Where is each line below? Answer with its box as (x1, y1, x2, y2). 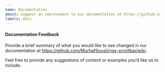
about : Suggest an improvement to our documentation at (5, 12, 122, 17)
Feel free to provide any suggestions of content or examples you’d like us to (5, 57, 159, 63)
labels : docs (5, 16, 32, 21)
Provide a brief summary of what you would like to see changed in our (5, 42, 147, 48)
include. (5, 62, 22, 68)
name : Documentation (5, 7, 48, 12)
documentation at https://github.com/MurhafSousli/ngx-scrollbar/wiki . (5, 48, 147, 53)
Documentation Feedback (5, 31, 59, 37)
